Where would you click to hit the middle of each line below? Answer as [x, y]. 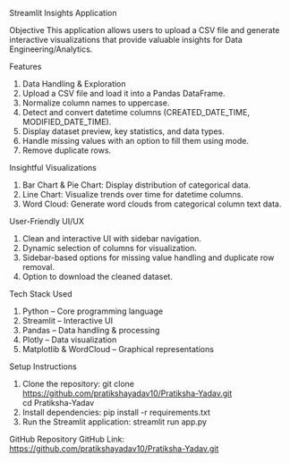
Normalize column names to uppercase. [96, 103]
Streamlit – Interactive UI [68, 320]
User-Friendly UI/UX [47, 221]
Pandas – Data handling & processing [91, 330]
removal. [38, 267]
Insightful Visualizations [53, 168]
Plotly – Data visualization [69, 340]
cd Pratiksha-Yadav [58, 403]
